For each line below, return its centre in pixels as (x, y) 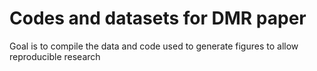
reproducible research (55, 56)
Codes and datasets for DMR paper (158, 18)
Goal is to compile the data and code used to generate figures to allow (154, 46)
